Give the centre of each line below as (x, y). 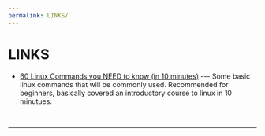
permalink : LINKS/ (38, 15)
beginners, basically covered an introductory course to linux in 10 (126, 93)
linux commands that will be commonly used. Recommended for (124, 84)
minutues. (36, 101)
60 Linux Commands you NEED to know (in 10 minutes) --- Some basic (135, 76)
